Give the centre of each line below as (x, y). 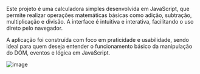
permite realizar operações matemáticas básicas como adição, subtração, (99, 15)
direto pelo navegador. (34, 28)
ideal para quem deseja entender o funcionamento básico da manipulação (99, 46)
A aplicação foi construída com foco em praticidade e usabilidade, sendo (98, 40)
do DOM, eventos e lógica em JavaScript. (58, 53)
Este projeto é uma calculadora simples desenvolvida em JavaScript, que (98, 9)
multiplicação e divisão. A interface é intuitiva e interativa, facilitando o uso (100, 22)
